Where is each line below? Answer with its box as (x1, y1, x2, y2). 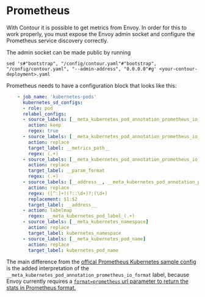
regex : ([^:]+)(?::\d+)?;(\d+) (28, 190, 108, 196)
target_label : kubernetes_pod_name (28, 247, 119, 254)
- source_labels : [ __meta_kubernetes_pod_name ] (22, 236, 146, 242)
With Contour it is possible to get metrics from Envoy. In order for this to (6, 24, 187, 31)
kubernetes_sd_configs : (22, 99, 84, 106)
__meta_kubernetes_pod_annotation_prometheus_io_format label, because (6, 271, 190, 279)
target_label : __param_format (28, 167, 105, 174)
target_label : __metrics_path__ (28, 145, 111, 151)
